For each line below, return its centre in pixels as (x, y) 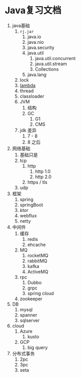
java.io (34, 37)
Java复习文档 (33, 10)
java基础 (21, 25)
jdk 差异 (28, 130)
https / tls (37, 182)
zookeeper (31, 299)
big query (37, 347)
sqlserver (30, 320)
